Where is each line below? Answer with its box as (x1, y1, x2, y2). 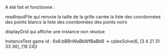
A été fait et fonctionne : (5, 4, 55, 10)
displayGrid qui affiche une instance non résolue (5, 29, 105, 34)
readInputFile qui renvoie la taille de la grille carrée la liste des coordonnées (5, 14, 161, 19)
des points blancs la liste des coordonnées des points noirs (5, 19, 127, 25)
